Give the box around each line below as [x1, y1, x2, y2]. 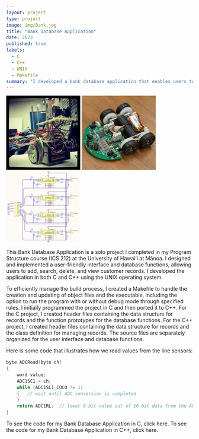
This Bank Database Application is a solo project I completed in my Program [6, 249, 191, 256]
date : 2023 [6, 34, 33, 41]
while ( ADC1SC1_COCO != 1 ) [17, 384, 84, 390]
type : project [6, 15, 41, 22]
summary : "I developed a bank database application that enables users [6, 78, 187, 84]
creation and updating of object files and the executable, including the [6, 291, 178, 299]
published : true [6, 41, 46, 47]
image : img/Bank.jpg [6, 22, 57, 28]
